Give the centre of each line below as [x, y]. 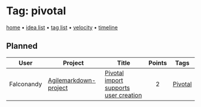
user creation [123, 95]
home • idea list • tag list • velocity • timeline [62, 27]
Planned [22, 46]
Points [158, 62]
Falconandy [26, 84]
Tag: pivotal [36, 11]
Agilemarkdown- [72, 80]
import [114, 80]
